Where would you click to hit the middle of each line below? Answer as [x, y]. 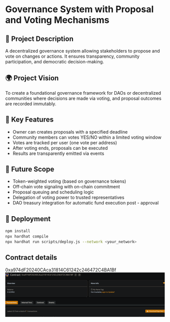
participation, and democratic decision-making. [55, 62]
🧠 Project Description [39, 39]
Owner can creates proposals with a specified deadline [70, 132]
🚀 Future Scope [30, 169]
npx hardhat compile [27, 236]
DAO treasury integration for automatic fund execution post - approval [86, 203]
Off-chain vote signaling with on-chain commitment [66, 187]
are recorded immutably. [31, 104]
